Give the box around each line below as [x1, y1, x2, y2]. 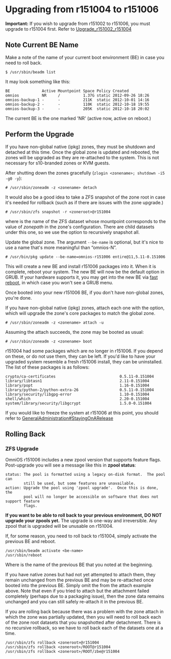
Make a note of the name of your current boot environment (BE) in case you [5, 54, 165, 60]
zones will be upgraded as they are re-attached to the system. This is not [5, 154, 159, 160]
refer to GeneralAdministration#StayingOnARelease [5, 415, 113, 421]
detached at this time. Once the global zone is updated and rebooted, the [5, 149, 159, 155]
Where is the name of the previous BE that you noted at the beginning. [5, 562, 153, 568]
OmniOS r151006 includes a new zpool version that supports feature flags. [5, 457, 162, 463]
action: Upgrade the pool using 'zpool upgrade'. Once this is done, [5, 485, 159, 491]
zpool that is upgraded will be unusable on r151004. [5, 523, 114, 529]
